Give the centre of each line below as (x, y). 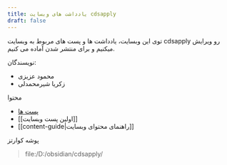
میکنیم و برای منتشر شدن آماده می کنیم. (61, 48)
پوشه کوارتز (23, 140)
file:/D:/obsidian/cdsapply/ (64, 154)
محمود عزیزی (36, 76)
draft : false (27, 21)
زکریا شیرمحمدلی (41, 83)
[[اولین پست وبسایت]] (48, 119)
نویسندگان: (22, 62)
